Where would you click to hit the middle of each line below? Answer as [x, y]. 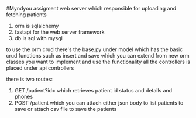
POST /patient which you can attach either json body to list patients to [99, 103]
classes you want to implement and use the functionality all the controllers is [98, 62]
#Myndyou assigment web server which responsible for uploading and [91, 8]
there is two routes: [29, 79]
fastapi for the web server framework [59, 32]
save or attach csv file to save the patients [66, 109]
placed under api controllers [40, 68]
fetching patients [26, 15]
